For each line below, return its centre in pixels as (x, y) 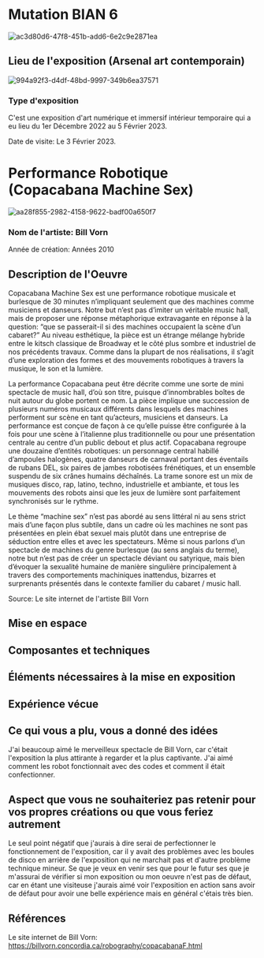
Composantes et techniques (79, 650)
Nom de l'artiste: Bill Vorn (58, 232)
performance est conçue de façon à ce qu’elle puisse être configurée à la (127, 426)
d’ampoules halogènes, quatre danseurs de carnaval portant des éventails (128, 460)
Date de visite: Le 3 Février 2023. (62, 142)
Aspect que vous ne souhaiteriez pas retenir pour (132, 799)
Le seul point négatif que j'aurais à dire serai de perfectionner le (112, 843)
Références (37, 918)
